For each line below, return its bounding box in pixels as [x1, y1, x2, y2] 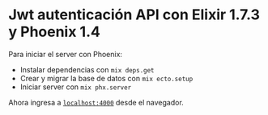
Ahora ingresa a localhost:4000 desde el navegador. [8, 97, 184, 107]
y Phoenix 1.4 [8, 23, 101, 41]
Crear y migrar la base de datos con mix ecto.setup [19, 73, 194, 83]
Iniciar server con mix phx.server [19, 82, 132, 92]
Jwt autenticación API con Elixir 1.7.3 [8, 6, 261, 24]
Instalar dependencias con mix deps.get [19, 64, 155, 74]
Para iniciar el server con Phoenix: [8, 49, 123, 59]
